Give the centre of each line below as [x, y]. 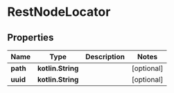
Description [105, 57]
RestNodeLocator [59, 12]
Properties [31, 38]
